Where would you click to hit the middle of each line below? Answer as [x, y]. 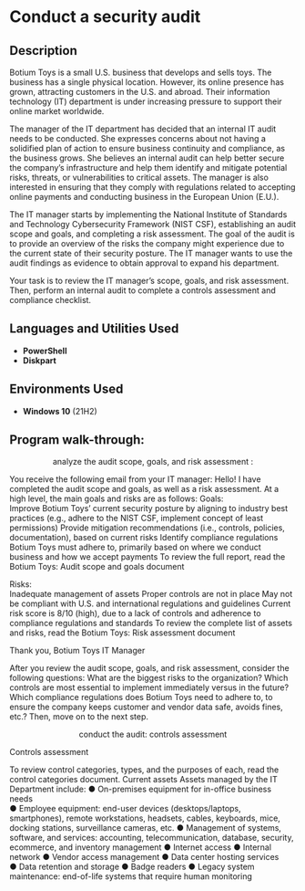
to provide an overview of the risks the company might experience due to [147, 243]
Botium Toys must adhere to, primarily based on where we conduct [135, 547]
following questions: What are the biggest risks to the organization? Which [149, 678]
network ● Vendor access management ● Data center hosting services [144, 857]
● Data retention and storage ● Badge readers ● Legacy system [132, 867]
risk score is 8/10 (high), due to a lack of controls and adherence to [135, 613]
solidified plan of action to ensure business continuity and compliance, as [147, 148]
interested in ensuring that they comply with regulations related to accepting [152, 187]
